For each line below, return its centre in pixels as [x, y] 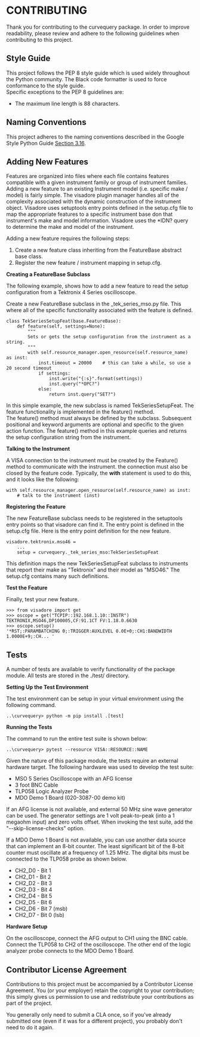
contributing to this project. [40, 39]
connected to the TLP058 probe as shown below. [67, 859]
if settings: [54, 374]
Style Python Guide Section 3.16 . [46, 143]
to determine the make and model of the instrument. [70, 227]
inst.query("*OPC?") [74, 384]
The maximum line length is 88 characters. [67, 103]
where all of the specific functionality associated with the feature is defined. [99, 310]
